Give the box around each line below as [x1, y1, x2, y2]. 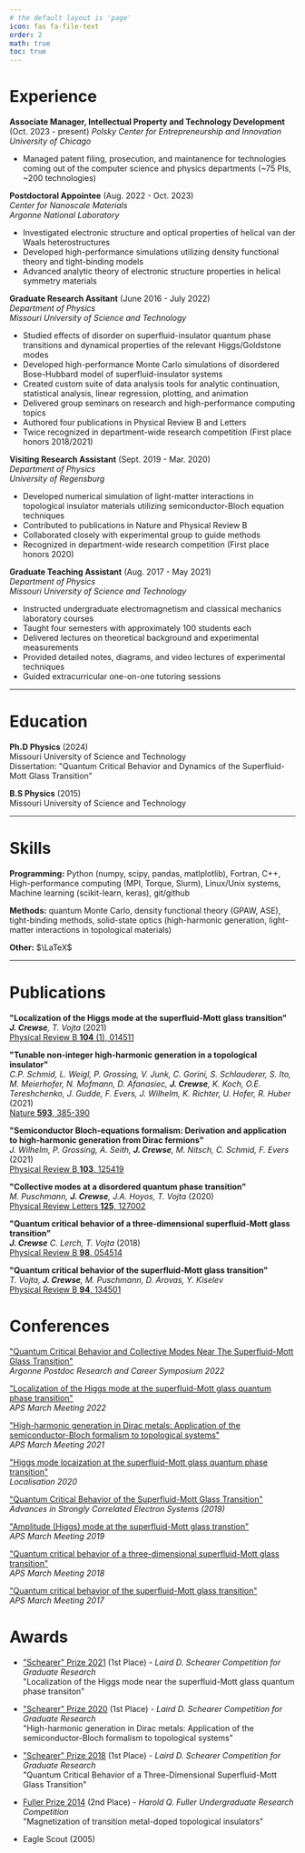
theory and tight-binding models [22, 256, 143, 267]
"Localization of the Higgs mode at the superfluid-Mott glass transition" [9, 1012, 288, 1023]
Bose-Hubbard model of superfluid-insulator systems [22, 369, 223, 380]
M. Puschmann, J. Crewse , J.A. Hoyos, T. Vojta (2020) [9, 1190, 215, 1201]
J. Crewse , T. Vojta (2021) [9, 1022, 107, 1033]
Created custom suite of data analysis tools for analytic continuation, [22, 378, 280, 389]
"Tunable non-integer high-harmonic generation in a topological [9, 1049, 258, 1060]
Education [9, 711, 88, 732]
